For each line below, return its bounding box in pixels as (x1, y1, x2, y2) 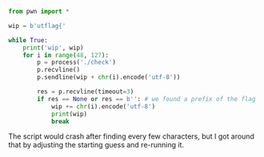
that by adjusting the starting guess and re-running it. (8, 140, 185, 150)
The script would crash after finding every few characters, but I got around (8, 131, 254, 141)
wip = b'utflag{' (8, 22, 66, 29)
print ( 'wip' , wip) (22, 44, 84, 52)
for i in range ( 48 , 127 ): (22, 51, 110, 59)
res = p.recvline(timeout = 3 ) (37, 88, 134, 96)
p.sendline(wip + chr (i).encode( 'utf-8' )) (37, 73, 181, 81)
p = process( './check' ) (37, 58, 116, 67)
